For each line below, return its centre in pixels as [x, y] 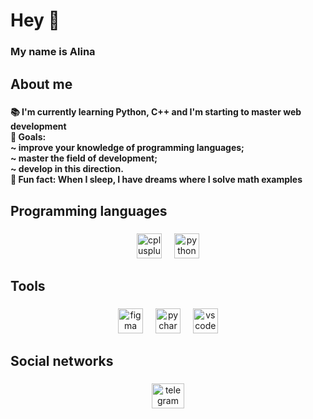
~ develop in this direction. [67, 169]
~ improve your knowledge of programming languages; [127, 148]
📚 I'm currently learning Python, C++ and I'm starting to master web [156, 112]
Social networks [62, 361]
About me [41, 84]
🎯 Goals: [28, 137]
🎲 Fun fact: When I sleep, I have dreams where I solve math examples [156, 180]
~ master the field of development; [84, 158]
